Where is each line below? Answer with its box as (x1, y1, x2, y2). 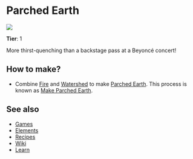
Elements (15, 126, 39, 134)
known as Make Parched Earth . (15, 86, 93, 94)
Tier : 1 (6, 34, 22, 42)
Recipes (15, 133, 36, 140)
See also (6, 104, 39, 115)
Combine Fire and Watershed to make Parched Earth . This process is (15, 80, 188, 88)
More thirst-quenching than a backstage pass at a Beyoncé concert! (6, 47, 177, 54)
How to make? (6, 64, 61, 74)
